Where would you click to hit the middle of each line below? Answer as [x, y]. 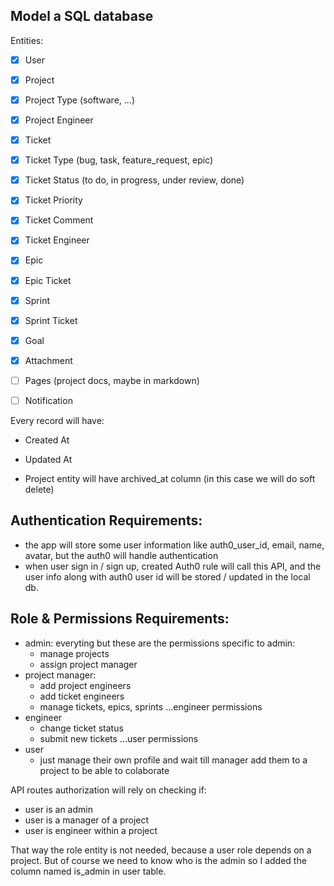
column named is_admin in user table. [88, 871]
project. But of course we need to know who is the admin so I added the [158, 860]
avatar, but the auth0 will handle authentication [121, 555]
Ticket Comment [59, 220]
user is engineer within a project [91, 830]
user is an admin [58, 809]
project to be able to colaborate [104, 770]
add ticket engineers [82, 696]
